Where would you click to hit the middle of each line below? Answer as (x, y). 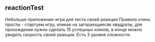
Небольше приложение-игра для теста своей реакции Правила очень (78, 19)
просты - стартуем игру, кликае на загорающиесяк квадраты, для (74, 24)
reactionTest (24, 8)
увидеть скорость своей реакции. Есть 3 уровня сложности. (68, 34)
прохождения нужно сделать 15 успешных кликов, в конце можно (74, 29)
